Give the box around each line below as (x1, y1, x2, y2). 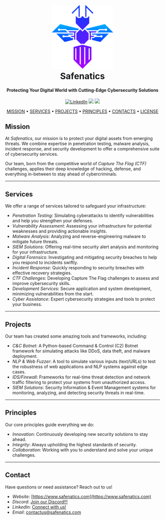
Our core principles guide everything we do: (5, 422, 94, 428)
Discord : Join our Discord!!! (12, 498, 68, 505)
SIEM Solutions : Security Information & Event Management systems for (12, 384, 156, 390)
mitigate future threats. (12, 239, 59, 245)
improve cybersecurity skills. (12, 281, 71, 287)
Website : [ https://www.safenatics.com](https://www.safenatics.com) (12, 493, 151, 499)
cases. (12, 369, 26, 375)
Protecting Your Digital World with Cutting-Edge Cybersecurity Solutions (6, 87, 159, 93)
